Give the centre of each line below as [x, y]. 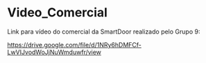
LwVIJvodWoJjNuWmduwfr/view [54, 52]
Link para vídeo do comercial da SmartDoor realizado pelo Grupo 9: [104, 32]
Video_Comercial [57, 13]
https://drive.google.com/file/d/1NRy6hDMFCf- [75, 45]
